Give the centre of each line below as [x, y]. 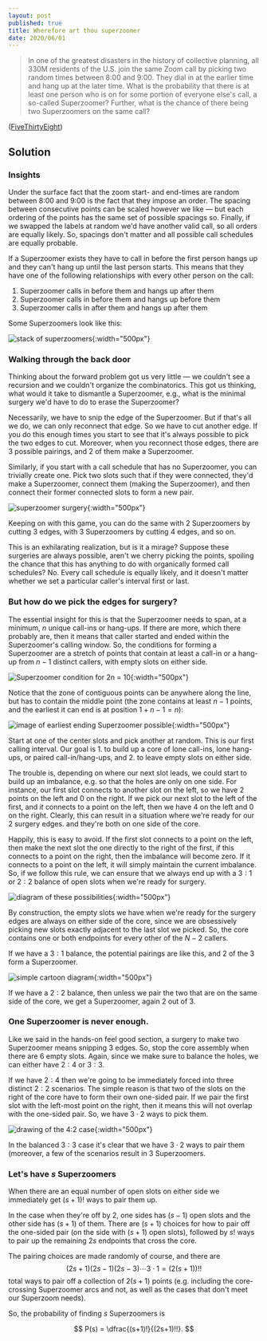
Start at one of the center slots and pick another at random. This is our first [131, 740]
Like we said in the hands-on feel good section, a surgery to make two [124, 1039]
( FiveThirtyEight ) [35, 127]
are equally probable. [43, 243]
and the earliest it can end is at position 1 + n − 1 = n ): [96, 709]
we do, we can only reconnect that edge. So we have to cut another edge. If [133, 426]
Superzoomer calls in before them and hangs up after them [117, 290]
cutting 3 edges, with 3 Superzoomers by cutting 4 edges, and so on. [122, 532]
